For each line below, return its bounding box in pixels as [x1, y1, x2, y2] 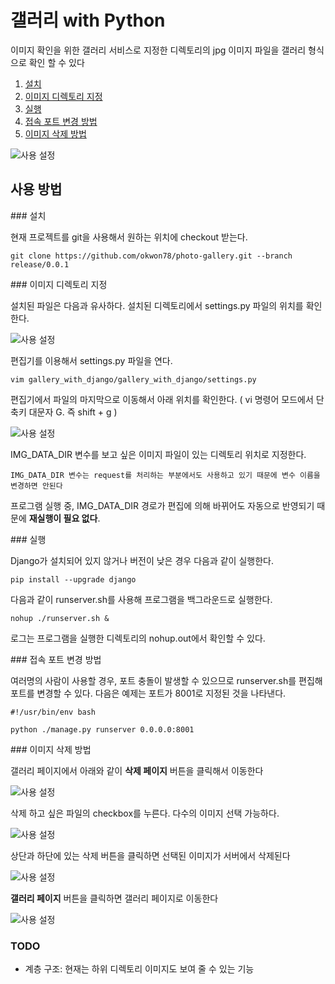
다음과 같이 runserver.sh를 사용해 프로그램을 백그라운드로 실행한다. [10, 593, 273, 605]
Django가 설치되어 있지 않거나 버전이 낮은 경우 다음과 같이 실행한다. [10, 554, 274, 566]
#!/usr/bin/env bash [10, 707, 97, 717]
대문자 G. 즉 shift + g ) [28, 406, 118, 418]
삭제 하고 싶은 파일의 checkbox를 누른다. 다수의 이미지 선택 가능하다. [10, 807, 280, 819]
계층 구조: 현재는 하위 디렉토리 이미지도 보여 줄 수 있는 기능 [24, 963, 255, 975]
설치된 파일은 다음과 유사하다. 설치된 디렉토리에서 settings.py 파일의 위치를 [10, 299, 304, 311]
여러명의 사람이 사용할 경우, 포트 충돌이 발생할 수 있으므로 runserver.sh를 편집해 [10, 674, 323, 686]
